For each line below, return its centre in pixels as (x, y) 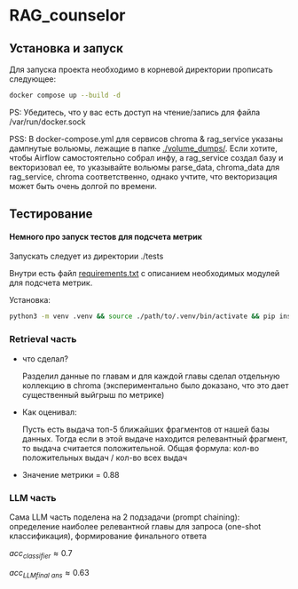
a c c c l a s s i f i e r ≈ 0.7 (41, 554)
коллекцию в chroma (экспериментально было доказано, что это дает (156, 385)
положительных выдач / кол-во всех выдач (105, 458)
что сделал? (45, 358)
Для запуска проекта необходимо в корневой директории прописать (141, 69)
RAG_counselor (67, 16)
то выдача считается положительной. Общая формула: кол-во (141, 448)
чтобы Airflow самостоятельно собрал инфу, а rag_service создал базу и (146, 157)
